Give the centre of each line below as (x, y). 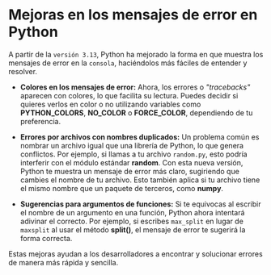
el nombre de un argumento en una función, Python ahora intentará (132, 212)
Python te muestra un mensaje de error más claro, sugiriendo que (130, 171)
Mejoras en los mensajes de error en (133, 15)
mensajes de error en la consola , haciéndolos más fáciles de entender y (128, 63)
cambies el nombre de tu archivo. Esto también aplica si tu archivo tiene (140, 180)
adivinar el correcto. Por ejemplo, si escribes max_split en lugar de (132, 221)
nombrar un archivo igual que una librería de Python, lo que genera (132, 145)
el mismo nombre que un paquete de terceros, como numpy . (122, 188)
